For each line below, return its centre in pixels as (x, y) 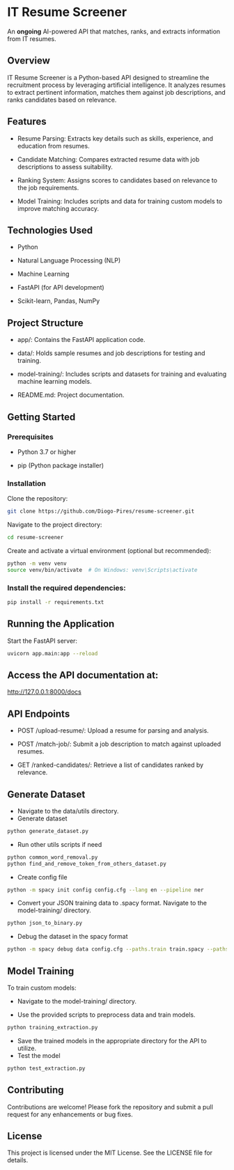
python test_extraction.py (46, 1068)
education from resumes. (53, 146)
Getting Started (41, 417)
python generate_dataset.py (48, 831)
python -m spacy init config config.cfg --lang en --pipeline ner (106, 890)
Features (27, 122)
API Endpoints (39, 713)
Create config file (42, 877)
